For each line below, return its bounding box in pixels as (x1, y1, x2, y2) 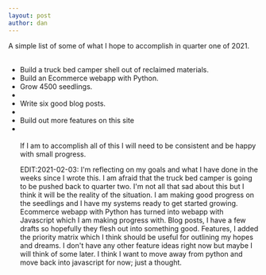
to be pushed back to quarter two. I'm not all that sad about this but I (19, 181, 245, 191)
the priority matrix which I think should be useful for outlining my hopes (19, 232, 254, 242)
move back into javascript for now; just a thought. (19, 258, 183, 267)
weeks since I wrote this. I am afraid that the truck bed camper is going (19, 172, 253, 183)
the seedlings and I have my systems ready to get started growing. (19, 198, 238, 207)
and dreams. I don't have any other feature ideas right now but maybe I (19, 240, 253, 250)
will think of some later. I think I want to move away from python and (19, 249, 244, 258)
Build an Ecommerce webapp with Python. (19, 73, 159, 83)
